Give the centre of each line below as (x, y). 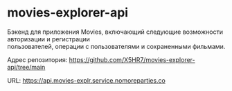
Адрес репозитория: (37, 59)
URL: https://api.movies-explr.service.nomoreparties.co (87, 80)
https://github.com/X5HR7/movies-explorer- (132, 59)
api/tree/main (26, 67)
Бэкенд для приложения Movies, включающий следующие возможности (115, 32)
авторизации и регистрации (48, 39)
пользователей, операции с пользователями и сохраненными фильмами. (116, 46)
